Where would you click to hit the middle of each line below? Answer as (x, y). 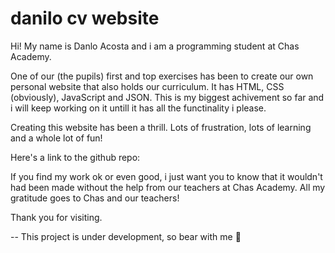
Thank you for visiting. (56, 217)
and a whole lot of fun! (56, 138)
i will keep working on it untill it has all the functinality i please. (138, 108)
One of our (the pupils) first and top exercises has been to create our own (162, 76)
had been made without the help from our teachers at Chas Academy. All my (168, 187)
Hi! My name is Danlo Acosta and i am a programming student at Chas (155, 46)
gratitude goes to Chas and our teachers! (95, 198)
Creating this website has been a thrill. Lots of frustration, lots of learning (161, 127)
